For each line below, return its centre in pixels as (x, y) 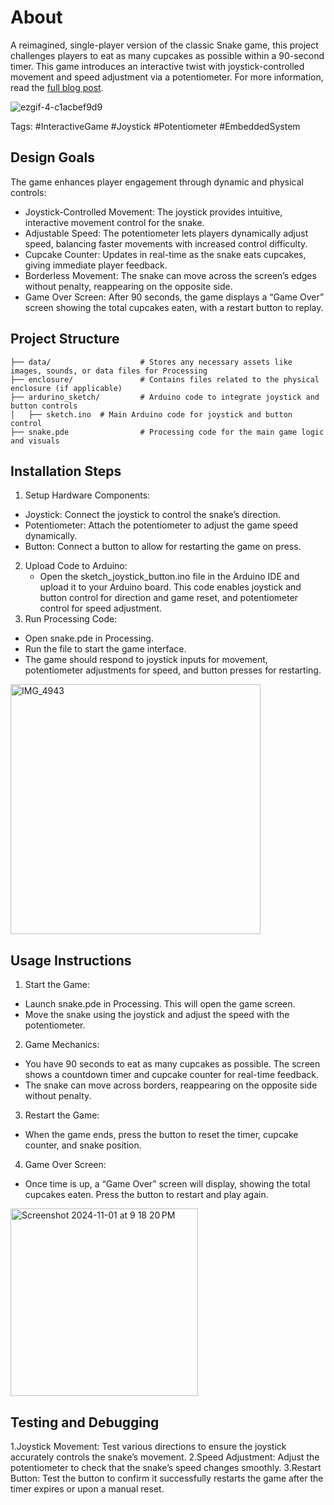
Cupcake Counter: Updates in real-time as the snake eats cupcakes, (165, 254)
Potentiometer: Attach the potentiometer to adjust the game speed (161, 525)
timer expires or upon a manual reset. (87, 1489)
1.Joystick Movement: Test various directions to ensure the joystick (148, 1446)
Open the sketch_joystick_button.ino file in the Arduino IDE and (169, 577)
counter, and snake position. (83, 1145)
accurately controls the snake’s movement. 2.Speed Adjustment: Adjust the (165, 1457)
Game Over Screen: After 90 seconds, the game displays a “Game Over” (174, 297)
